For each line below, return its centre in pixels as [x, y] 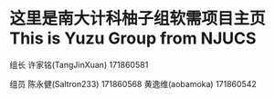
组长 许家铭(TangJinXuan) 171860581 [79, 64]
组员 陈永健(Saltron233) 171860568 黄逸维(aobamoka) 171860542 [133, 83]
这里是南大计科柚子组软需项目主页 [138, 19]
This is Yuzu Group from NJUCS [133, 39]
